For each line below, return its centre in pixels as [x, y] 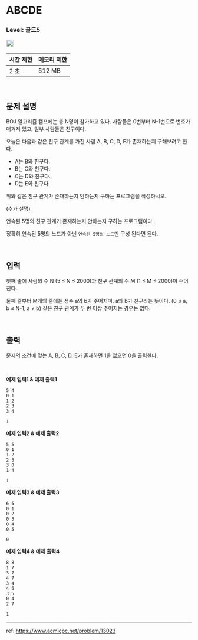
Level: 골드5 [23, 30]
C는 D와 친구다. [33, 176]
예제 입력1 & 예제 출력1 [32, 379]
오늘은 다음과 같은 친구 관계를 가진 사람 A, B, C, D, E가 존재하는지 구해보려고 [94, 142]
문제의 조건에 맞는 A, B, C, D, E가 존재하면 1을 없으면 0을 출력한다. [82, 355]
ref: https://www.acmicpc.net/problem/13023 [61, 631]
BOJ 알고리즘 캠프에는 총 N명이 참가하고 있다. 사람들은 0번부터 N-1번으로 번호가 [98, 122]
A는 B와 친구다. [32, 161]
